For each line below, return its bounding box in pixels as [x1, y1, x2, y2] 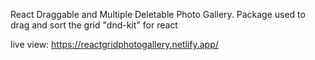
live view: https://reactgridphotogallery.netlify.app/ [10, 39, 219, 50]
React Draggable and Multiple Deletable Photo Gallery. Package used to [10, 9, 306, 20]
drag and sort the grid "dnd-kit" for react [10, 19, 178, 31]
